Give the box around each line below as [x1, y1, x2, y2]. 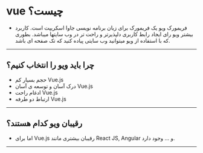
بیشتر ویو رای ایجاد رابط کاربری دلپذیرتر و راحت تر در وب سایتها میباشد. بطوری [14, 30, 193, 37]
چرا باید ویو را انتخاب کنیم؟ [6, 60, 95, 70]
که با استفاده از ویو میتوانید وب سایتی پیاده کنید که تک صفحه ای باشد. [14, 37, 170, 44]
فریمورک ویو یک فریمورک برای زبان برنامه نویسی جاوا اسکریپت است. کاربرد [14, 24, 187, 31]
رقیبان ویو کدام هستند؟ [6, 119, 83, 129]
